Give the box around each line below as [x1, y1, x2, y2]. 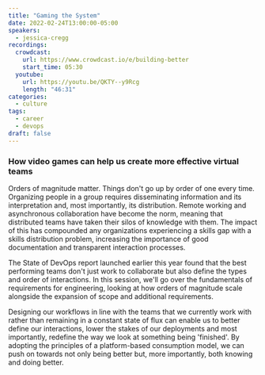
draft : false [8, 129, 51, 137]
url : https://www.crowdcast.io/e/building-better [22, 56, 190, 64]
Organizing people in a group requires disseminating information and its [8, 192, 242, 201]
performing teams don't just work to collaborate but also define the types [8, 266, 248, 276]
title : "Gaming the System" [8, 11, 101, 20]
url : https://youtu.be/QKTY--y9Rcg [22, 78, 140, 86]
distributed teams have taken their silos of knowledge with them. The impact [8, 217, 258, 227]
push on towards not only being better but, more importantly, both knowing [8, 349, 253, 358]
